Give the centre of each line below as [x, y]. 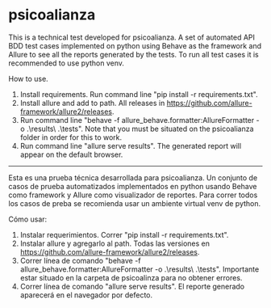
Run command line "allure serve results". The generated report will [131, 146]
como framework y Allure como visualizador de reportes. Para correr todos [133, 195]
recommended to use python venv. [67, 63]
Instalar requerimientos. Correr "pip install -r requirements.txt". [124, 234]
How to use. [28, 78]
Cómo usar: [28, 219]
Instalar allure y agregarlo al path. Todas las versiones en [115, 243]
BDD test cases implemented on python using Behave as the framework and [135, 45]
